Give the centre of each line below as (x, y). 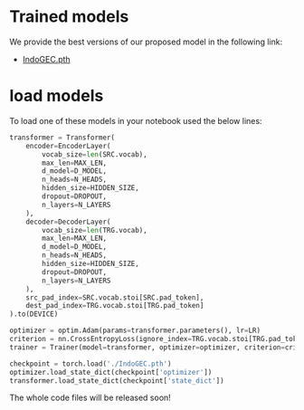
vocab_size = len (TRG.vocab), (95, 230)
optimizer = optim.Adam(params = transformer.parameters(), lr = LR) (135, 331)
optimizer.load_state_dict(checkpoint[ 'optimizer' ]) (111, 372)
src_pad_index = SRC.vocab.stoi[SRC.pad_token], (115, 297)
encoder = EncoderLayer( (68, 146)
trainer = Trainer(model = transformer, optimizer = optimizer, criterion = (147, 347)
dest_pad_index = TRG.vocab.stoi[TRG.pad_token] (115, 306)
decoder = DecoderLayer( (68, 222)
